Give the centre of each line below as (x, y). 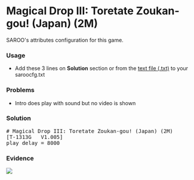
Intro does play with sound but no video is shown (75, 103)
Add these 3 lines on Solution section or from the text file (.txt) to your (101, 68)
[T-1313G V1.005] (35, 137)
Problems (20, 90)
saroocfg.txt (30, 75)
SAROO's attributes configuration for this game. (65, 40)
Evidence (20, 158)
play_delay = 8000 (33, 143)
